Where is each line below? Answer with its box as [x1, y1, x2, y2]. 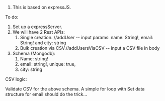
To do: [5, 14, 19, 20]
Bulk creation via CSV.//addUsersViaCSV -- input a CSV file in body [20, 45, 160, 51]
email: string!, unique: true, [20, 61, 76, 67]
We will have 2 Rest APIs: [12, 29, 65, 35]
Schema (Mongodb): [12, 50, 55, 56]
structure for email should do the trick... [5, 91, 88, 97]
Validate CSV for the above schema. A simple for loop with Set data [5, 86, 145, 92]
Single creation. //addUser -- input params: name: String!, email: [20, 35, 153, 40]
